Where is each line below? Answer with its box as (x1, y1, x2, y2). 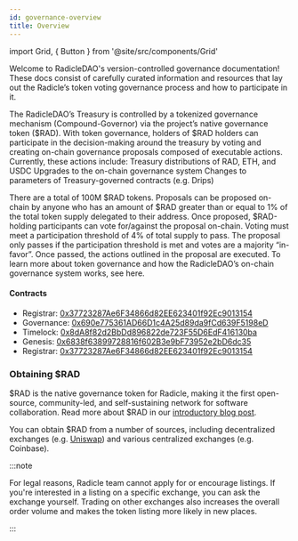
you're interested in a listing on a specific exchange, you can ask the (9, 487, 261, 497)
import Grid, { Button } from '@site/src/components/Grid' (9, 45, 218, 56)
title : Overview (9, 21, 69, 30)
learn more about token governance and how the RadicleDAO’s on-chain (9, 258, 274, 269)
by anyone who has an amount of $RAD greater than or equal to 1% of (30, 201, 288, 212)
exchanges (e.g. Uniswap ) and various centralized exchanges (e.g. (9, 433, 254, 444)
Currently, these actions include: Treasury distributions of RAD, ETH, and (9, 156, 277, 166)
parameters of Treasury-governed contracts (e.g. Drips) (9, 174, 214, 185)
